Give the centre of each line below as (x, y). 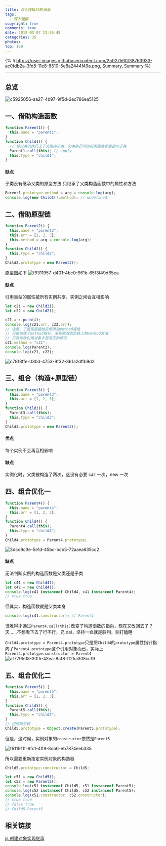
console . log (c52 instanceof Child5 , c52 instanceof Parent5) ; (70, 791)
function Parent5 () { (27, 687)
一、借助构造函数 (31, 116)
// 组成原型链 (18, 724)
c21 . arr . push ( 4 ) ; (23, 320)
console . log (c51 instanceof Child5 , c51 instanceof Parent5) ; (70, 786)
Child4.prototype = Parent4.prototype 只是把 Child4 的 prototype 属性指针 (79, 642)
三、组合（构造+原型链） (43, 378)
